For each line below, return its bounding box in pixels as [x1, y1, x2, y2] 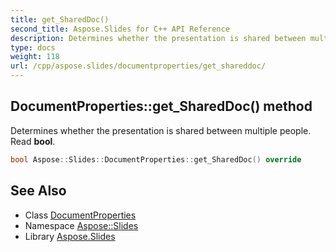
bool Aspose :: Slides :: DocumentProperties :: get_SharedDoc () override [10, 154, 302, 165]
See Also [10, 182, 67, 200]
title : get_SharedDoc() [10, 14, 110, 25]
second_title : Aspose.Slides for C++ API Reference [10, 24, 230, 34]
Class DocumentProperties [24, 209, 137, 221]
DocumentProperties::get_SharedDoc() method [10, 98, 313, 115]
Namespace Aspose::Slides [24, 219, 139, 231]
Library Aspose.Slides [24, 230, 116, 242]
